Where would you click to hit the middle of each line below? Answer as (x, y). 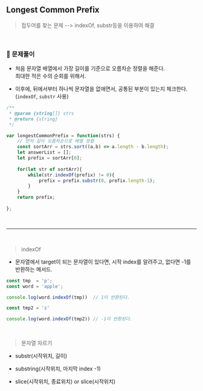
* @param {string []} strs (41, 113)
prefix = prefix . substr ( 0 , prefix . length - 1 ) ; (97, 181)
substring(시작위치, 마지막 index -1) (58, 369)
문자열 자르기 (37, 343)
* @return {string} (34, 119)
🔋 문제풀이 (21, 54)
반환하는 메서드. (34, 269)
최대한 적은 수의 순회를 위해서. (50, 76)
